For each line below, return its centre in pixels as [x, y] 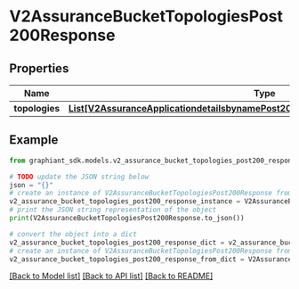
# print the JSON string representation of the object [113, 210]
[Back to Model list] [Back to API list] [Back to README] [111, 276]
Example [34, 140]
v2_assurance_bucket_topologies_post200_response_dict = [117, 243]
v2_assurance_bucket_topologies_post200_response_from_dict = [127, 259]
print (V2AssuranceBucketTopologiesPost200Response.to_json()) [127, 219]
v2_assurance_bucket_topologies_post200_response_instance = [125, 202]
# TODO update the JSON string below [79, 177]
